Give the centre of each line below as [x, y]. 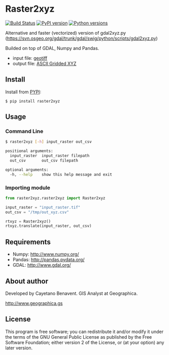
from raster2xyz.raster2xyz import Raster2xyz [55, 198]
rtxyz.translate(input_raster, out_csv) [49, 226]
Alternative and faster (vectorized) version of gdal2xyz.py [65, 33]
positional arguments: [29, 151]
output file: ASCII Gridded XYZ [44, 63]
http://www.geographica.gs [34, 303]
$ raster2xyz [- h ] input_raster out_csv [49, 142]
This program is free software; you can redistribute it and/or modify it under [84, 332]
